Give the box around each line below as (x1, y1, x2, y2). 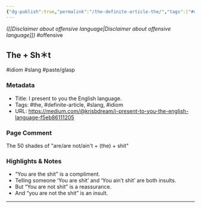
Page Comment (6, 129, 52, 137)
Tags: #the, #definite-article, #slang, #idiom (14, 101, 124, 108)
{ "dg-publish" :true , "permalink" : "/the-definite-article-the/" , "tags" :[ (6, 8, 188, 15)
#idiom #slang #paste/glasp (6, 66, 75, 73)
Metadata (6, 81, 35, 89)
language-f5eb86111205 (14, 114, 75, 121)
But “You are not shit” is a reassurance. (14, 183, 112, 191)
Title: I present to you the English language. (14, 95, 122, 102)
